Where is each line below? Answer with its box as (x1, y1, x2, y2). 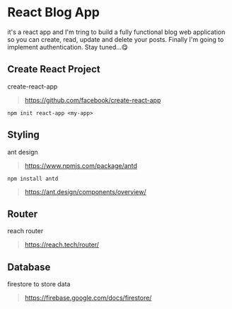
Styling (7, 129, 40, 141)
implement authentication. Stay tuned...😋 (7, 43, 129, 51)
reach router (7, 227, 44, 235)
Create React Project (7, 63, 100, 75)
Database (7, 261, 51, 273)
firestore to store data (7, 280, 71, 288)
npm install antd (7, 175, 59, 182)
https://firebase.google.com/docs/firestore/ (24, 293, 152, 302)
